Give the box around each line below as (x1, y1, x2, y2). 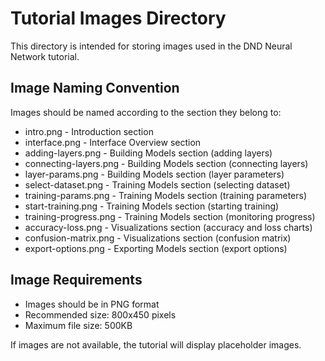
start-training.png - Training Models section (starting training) (24, 200, 280, 212)
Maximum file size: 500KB (24, 319, 133, 331)
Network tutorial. (10, 50, 80, 62)
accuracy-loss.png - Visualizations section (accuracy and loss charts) (24, 221, 313, 233)
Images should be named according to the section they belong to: (10, 106, 282, 118)
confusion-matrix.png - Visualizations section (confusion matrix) (24, 232, 292, 244)
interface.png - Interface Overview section (24, 136, 202, 148)
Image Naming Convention (10, 80, 180, 97)
